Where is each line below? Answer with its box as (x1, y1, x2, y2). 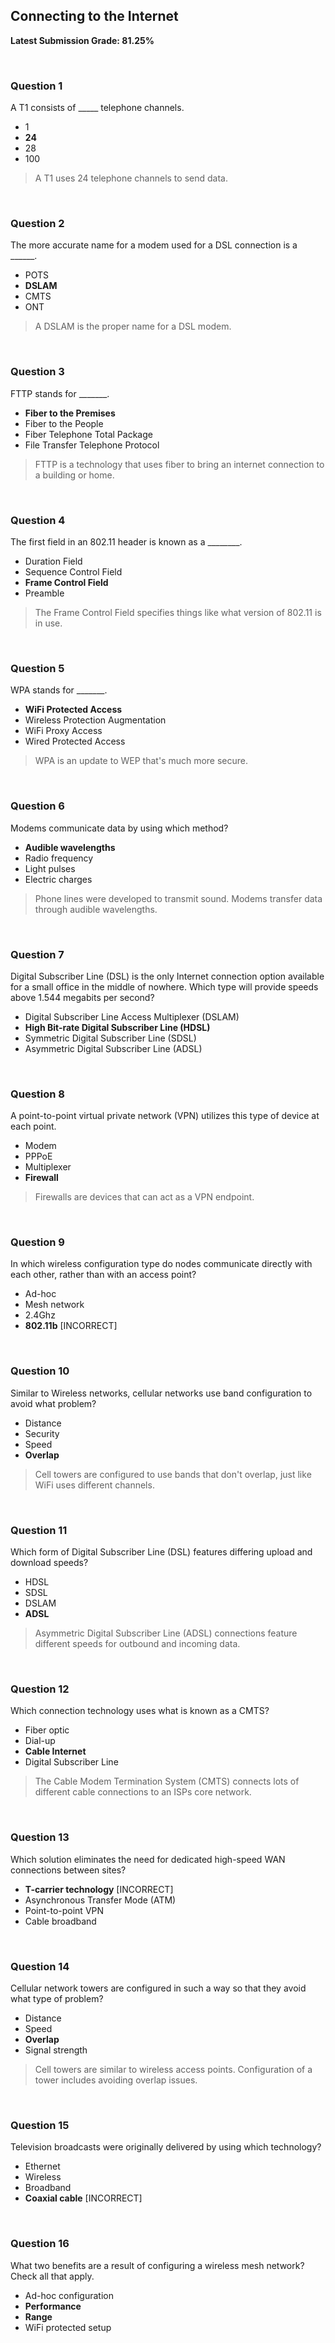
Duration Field (24, 555, 83, 567)
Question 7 (10, 947, 65, 961)
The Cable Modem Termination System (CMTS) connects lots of (34, 1775, 300, 1788)
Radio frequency (24, 852, 94, 864)
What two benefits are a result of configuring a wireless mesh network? (10, 2259, 305, 2271)
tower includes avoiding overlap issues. (34, 2074, 198, 2086)
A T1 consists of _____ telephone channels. (10, 102, 185, 114)
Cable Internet (24, 1745, 87, 1758)
